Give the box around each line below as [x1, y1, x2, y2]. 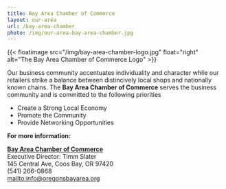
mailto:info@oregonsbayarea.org [7, 175, 100, 183]
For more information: [7, 132, 71, 140]
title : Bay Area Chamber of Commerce [7, 10, 115, 17]
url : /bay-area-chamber [7, 23, 76, 30]
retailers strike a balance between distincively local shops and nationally [7, 76, 212, 85]
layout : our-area [7, 16, 57, 23]
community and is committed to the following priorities [7, 91, 161, 99]
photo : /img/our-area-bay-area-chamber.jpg [7, 29, 134, 36]
